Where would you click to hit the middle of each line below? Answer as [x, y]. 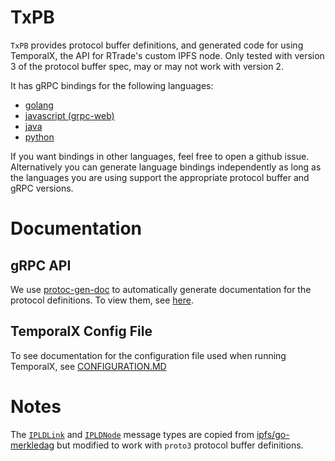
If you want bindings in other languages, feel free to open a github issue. [160, 156]
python [39, 137]
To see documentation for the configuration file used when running [148, 355]
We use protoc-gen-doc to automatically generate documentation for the [161, 289]
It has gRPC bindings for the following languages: [112, 85]
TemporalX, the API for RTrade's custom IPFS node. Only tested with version [167, 55]
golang [39, 105]
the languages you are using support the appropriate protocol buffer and [160, 177]
